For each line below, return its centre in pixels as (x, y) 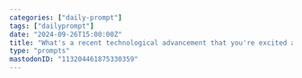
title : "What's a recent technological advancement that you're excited (148, 43)
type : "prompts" (40, 51)
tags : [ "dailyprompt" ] (52, 26)
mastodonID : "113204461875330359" (74, 59)
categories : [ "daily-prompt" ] (66, 17)
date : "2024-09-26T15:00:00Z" (66, 34)
